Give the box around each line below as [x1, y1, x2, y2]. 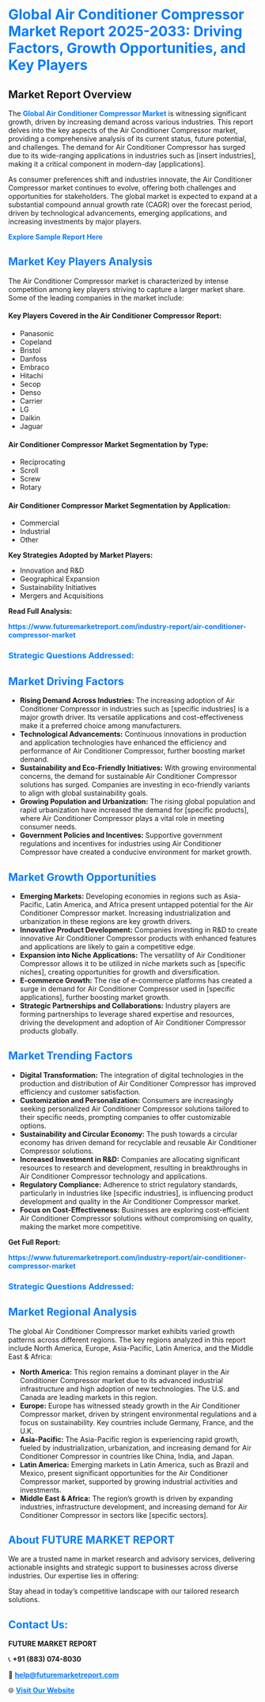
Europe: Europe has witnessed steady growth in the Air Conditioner [19, 1401, 240, 1410]
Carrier [19, 397, 44, 406]
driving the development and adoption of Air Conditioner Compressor [19, 1018, 247, 1027]
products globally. [19, 1025, 79, 1036]
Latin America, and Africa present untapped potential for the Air [46, 899, 254, 909]
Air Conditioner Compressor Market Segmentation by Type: [8, 439, 209, 449]
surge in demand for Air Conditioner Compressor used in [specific [19, 983, 236, 993]
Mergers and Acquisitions [19, 591, 104, 600]
